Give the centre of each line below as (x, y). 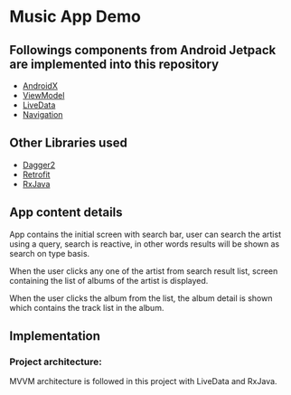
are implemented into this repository (114, 64)
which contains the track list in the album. (87, 307)
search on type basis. (50, 253)
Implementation (55, 336)
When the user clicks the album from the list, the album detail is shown (141, 298)
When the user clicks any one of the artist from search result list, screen (144, 271)
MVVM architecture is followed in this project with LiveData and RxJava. (143, 381)
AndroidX (40, 86)
